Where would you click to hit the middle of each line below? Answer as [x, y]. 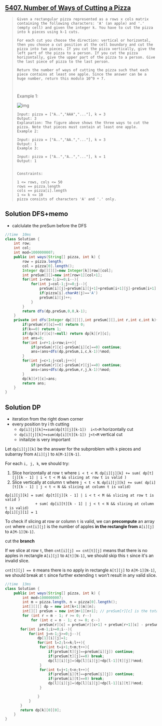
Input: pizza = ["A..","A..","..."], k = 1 [61, 157]
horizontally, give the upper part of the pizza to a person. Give [86, 57]
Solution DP [23, 407]
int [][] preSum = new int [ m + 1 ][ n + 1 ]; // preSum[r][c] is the [85, 611]
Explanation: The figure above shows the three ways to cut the [83, 123]
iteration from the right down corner [47, 419]
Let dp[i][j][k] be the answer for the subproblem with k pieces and [73, 449]
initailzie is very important [45, 439]
